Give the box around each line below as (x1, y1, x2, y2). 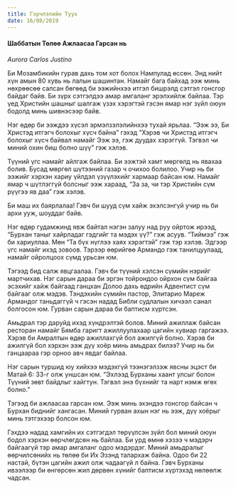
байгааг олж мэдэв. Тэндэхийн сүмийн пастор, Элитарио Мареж (7, 289, 205, 298)
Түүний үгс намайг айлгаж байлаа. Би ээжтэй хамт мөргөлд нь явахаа (7, 157, 222, 165)
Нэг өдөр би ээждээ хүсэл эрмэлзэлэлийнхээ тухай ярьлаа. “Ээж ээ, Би (7, 120, 230, 129)
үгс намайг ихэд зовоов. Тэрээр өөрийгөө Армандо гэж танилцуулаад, (7, 245, 224, 254)
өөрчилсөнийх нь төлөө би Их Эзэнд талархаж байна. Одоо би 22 (7, 451, 208, 459)
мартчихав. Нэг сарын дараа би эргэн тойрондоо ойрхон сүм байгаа (7, 274, 218, 282)
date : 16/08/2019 (7, 17, 59, 24)
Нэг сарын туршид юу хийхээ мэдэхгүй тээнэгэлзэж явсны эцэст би (7, 362, 217, 371)
